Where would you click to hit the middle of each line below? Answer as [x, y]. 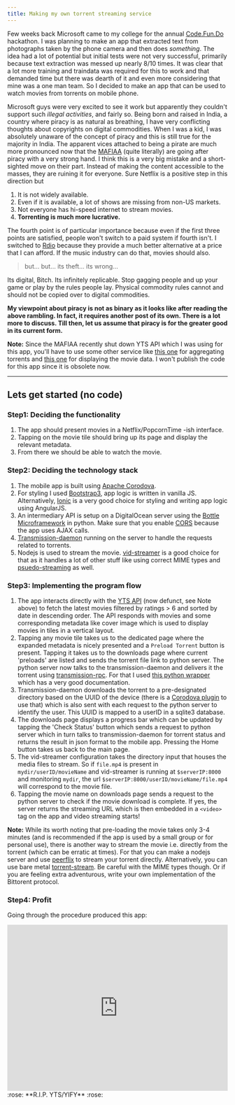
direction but [26, 181]
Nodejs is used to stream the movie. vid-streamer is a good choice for [118, 552]
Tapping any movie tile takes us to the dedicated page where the [111, 638]
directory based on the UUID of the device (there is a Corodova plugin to [122, 697]
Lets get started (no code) [65, 395]
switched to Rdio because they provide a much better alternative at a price [115, 245]
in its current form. [35, 330]
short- [217, 159]
